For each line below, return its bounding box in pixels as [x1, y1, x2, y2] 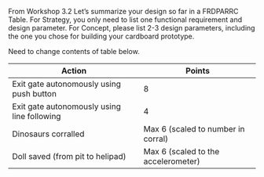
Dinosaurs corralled [12, 128, 85, 139]
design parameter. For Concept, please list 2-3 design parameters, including [8, 23, 255, 32]
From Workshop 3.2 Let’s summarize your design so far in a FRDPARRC [8, 7, 239, 16]
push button [12, 88, 57, 99]
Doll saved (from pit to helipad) [12, 151, 127, 161]
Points [185, 66, 211, 76]
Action [61, 66, 87, 76]
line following [12, 111, 61, 121]
